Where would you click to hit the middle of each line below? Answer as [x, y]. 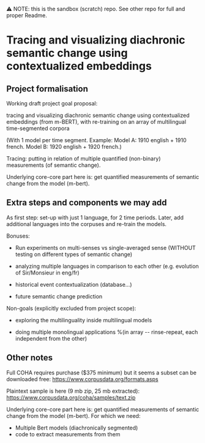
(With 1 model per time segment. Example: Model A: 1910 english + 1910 [96, 140]
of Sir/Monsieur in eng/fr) [47, 273]
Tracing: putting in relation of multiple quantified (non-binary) [84, 158]
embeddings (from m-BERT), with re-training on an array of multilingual [96, 122]
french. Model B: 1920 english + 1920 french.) [64, 147]
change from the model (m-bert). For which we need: [73, 415]
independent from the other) [51, 338]
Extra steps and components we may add [87, 203]
